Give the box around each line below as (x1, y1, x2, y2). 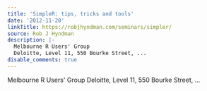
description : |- (7, 37, 55, 44)
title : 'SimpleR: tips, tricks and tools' (7, 10, 134, 18)
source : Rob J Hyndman (7, 30, 74, 37)
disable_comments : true (7, 56, 78, 63)
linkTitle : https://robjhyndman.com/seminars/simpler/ (7, 23, 172, 30)
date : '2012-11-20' (7, 17, 65, 24)
